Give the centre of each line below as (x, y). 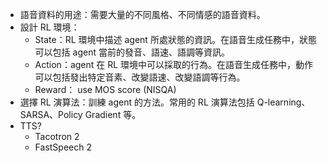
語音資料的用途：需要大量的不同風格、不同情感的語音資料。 (142, 14)
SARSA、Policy (51, 114)
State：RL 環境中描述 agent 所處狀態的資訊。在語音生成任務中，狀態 (175, 39)
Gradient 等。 (113, 114)
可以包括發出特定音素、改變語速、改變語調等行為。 (140, 77)
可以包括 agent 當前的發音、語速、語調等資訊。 (132, 52)
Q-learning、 (283, 102)
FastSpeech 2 (63, 147)
